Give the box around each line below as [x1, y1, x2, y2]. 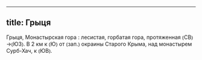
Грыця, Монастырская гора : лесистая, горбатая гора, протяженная [6, 34, 182, 41]
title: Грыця [6, 17, 51, 28]
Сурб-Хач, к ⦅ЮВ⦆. [6, 47, 52, 54]
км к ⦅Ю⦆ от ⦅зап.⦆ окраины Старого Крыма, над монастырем [35, 40, 192, 47]
